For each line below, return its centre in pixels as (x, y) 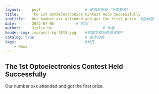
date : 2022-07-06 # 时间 (47, 23)
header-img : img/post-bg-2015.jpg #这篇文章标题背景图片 (65, 33)
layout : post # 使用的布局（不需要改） (68, 10)
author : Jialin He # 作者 (60, 28)
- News (21, 47)
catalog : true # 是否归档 (55, 38)
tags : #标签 (50, 42)
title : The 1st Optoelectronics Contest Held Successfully (73, 14)
